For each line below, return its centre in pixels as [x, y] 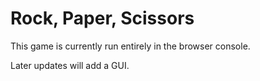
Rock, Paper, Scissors [102, 18]
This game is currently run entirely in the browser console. [130, 46]
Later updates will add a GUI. [70, 65]
